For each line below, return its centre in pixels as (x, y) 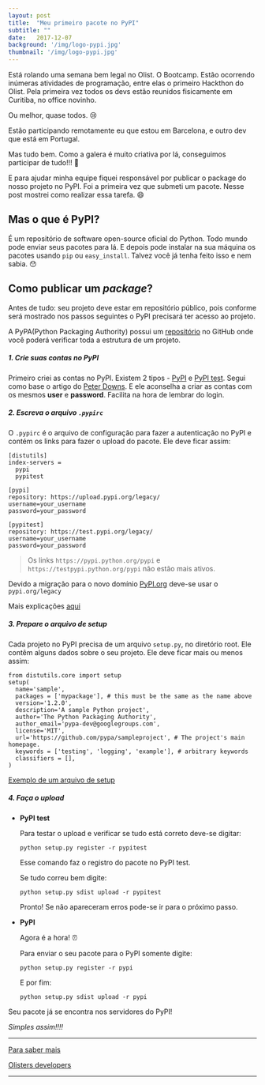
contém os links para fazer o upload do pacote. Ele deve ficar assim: (119, 441)
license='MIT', (40, 731)
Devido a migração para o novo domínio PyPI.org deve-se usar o (113, 584)
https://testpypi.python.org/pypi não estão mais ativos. (121, 568)
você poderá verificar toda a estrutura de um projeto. (95, 340)
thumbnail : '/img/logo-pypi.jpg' (63, 52)
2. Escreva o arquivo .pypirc (56, 413)
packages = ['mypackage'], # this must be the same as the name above (134, 696)
